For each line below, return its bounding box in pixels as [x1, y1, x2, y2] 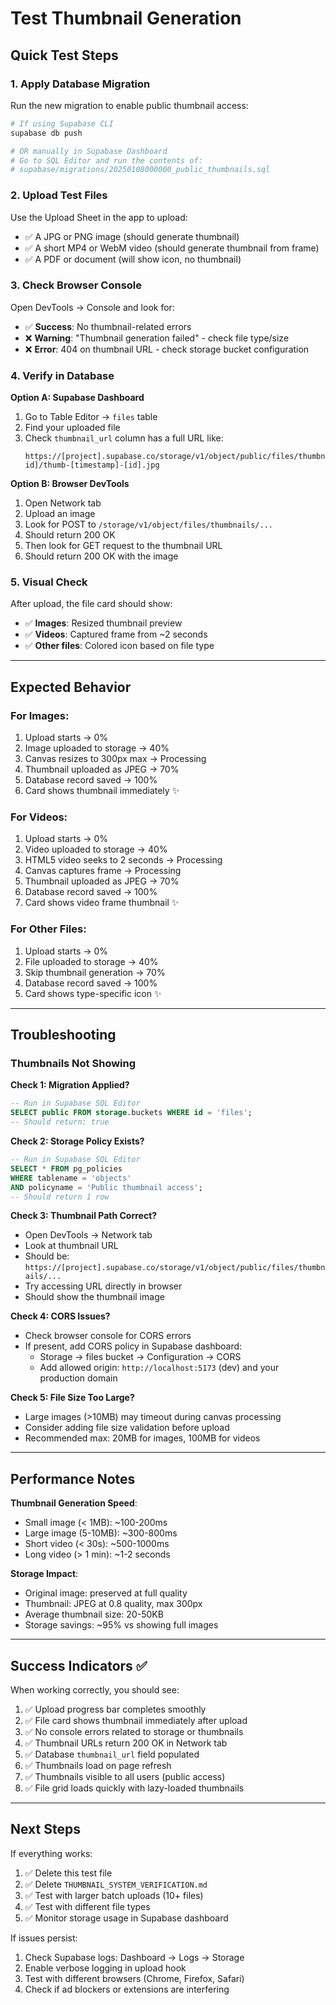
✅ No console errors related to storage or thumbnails [24, 1726, 244, 1738]
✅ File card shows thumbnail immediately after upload [24, 1715, 248, 1727]
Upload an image [24, 508, 96, 520]
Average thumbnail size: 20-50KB [24, 1608, 164, 1621]
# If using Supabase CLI [10, 118, 114, 129]
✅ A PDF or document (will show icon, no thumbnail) [24, 253, 242, 265]
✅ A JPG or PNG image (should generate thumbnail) [24, 230, 240, 242]
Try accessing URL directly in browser [24, 1280, 183, 1292]
